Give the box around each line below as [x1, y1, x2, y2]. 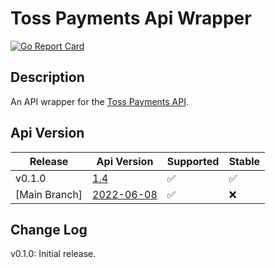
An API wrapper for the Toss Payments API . [10, 95, 190, 107]
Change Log [10, 221, 88, 238]
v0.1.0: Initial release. [10, 248, 97, 260]
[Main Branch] [15, 187, 83, 201]
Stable [228, 154, 261, 168]
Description [10, 69, 85, 86]
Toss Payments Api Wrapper [10, 7, 252, 30]
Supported [166, 154, 220, 168]
